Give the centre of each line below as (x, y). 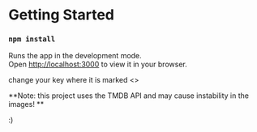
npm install (32, 39)
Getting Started (62, 15)
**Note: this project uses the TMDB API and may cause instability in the (129, 96)
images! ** (26, 104)
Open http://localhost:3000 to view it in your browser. (98, 64)
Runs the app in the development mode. (75, 56)
